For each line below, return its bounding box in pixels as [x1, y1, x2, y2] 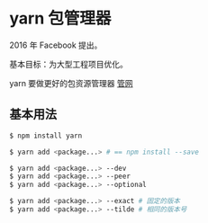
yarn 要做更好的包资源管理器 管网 [9, 77, 133, 88]
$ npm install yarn [9, 131, 83, 140]
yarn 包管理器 [9, 8, 112, 29]
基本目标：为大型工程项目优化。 [9, 58, 128, 69]
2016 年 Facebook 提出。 [9, 40, 103, 50]
